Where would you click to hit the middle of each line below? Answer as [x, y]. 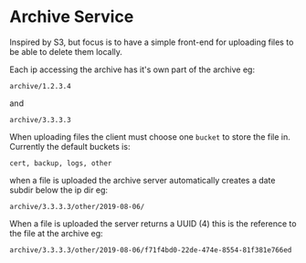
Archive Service [72, 17]
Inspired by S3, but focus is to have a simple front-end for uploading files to [152, 42]
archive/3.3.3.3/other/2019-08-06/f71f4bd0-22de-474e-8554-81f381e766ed [151, 250]
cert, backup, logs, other [61, 163]
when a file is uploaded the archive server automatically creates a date [142, 180]
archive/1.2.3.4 [40, 86]
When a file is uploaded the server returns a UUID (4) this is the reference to [153, 223]
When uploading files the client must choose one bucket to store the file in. [150, 137]
